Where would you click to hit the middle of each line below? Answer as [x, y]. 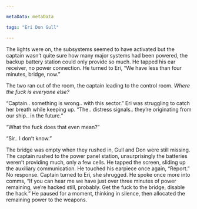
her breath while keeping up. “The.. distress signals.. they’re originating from [99, 109]
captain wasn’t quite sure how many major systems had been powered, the [97, 55]
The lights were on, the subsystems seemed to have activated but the [91, 49]
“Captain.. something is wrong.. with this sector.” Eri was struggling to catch [98, 103]
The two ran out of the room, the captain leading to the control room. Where [98, 85]
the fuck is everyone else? [38, 92]
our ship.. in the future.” [35, 116]
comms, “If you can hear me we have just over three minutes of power [91, 181]
